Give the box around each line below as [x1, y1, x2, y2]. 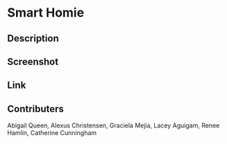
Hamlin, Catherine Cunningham [7, 129, 97, 137]
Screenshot [7, 55, 59, 67]
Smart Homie [7, 5, 85, 21]
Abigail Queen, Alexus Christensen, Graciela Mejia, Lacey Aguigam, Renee [7, 121, 220, 129]
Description [7, 33, 59, 44]
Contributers [7, 102, 65, 115]
